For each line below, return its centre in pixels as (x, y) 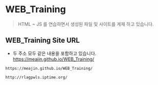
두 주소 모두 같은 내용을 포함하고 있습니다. (54, 53)
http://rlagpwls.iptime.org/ (36, 77)
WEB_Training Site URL (43, 40)
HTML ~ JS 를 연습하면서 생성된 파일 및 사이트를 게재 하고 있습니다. (86, 24)
